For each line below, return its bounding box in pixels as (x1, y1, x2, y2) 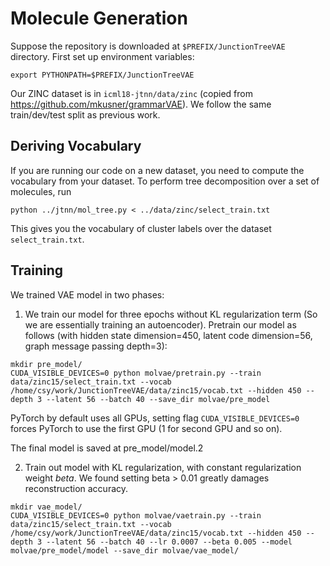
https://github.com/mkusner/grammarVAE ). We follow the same (10, 98, 272, 110)
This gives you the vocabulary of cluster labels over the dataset (10, 222, 272, 234)
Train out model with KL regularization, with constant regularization (24, 461, 302, 473)
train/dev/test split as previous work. (10, 108, 161, 121)
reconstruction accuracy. (24, 482, 129, 494)
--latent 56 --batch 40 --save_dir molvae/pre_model (46, 394, 271, 404)
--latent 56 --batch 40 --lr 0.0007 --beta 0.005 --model (46, 537, 293, 547)
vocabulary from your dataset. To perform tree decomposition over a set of (10, 175, 320, 187)
